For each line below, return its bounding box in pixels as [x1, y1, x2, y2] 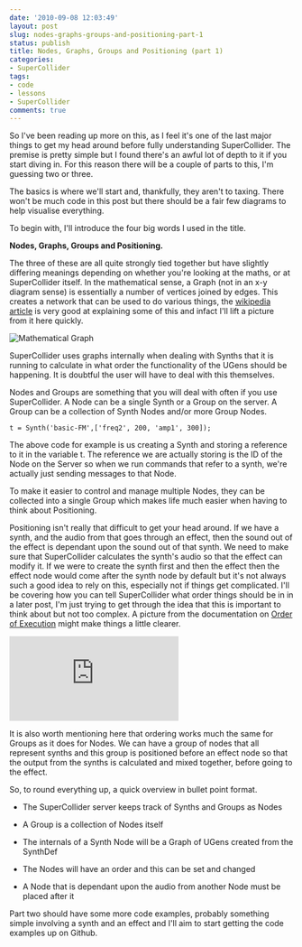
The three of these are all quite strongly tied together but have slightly [9, 258, 269, 269]
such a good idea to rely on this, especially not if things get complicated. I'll [9, 580, 290, 591]
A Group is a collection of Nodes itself [22, 819, 164, 831]
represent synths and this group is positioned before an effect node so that [9, 747, 288, 758]
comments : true [9, 106, 67, 115]
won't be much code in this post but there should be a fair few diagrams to [9, 196, 287, 207]
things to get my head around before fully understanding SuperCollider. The [9, 140, 291, 151]
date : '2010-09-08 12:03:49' [9, 13, 119, 23]
